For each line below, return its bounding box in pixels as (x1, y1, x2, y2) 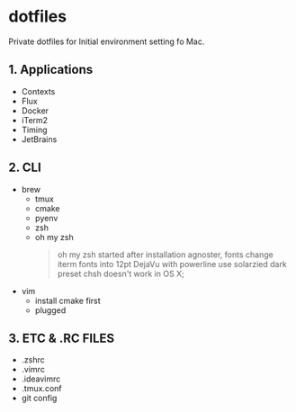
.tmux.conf (21, 383, 62, 394)
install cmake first (34, 295, 101, 306)
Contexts (21, 85, 56, 96)
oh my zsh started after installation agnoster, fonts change (57, 249, 274, 260)
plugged (34, 304, 67, 316)
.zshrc (21, 354, 46, 365)
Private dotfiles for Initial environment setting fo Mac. (8, 36, 205, 47)
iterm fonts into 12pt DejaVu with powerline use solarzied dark (57, 258, 287, 269)
